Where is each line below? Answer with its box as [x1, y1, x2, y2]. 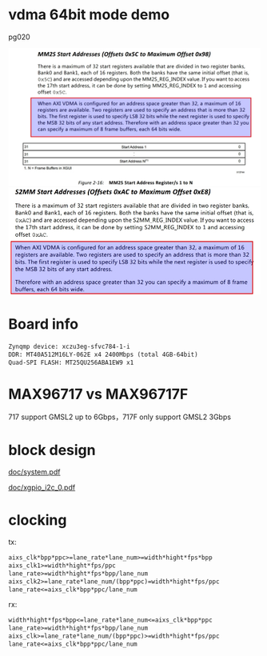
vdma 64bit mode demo [8, 6, 170, 24]
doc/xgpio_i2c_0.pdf [8, 482, 76, 493]
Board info [8, 314, 78, 333]
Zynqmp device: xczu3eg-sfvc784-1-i [8, 342, 130, 350]
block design [8, 441, 96, 459]
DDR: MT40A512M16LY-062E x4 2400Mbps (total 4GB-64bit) [8, 350, 198, 358]
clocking [8, 510, 67, 529]
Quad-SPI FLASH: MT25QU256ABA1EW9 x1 [8, 358, 134, 366]
